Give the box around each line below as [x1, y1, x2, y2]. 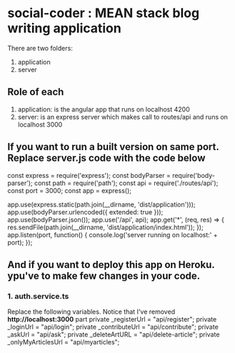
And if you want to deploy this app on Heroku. [7, 259, 215, 271]
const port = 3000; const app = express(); [7, 186, 132, 194]
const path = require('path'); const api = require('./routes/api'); [34, 179, 219, 187]
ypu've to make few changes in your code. [7, 269, 201, 282]
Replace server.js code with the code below [7, 152, 206, 164]
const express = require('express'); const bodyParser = [7, 171, 171, 179]
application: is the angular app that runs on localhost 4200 [17, 105, 191, 114]
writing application [7, 20, 121, 36]
